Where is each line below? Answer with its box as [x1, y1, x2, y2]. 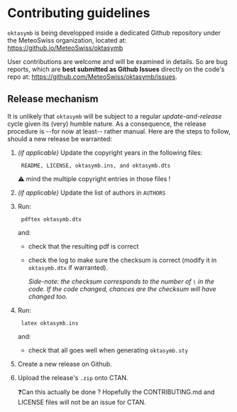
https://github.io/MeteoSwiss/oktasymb [7, 43, 123, 52]
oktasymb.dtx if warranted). [28, 263, 109, 271]
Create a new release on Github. [17, 359, 112, 368]
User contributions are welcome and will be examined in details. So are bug [7, 57, 228, 65]
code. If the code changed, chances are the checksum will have [28, 284, 216, 293]
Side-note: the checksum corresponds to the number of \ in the [28, 277, 215, 286]
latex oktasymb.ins [21, 320, 79, 327]
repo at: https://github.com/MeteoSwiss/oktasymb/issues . [7, 72, 177, 81]
